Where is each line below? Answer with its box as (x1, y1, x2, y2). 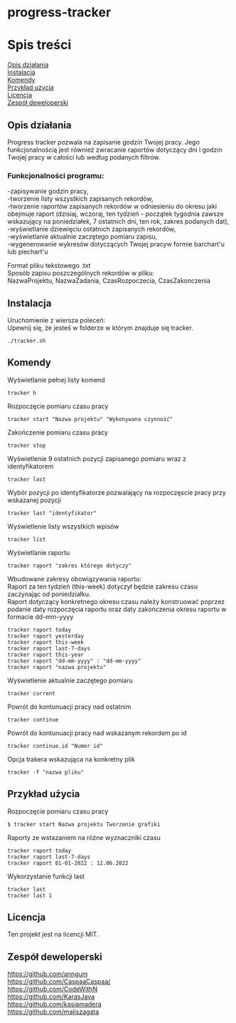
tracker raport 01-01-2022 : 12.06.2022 (7, 859, 129, 866)
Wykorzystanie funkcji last (7, 872, 85, 881)
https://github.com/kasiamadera (7, 1000, 102, 1009)
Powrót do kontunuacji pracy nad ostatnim (7, 702, 132, 711)
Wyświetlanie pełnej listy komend (7, 375, 105, 384)
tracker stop (7, 442, 46, 449)
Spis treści (7, 37, 72, 53)
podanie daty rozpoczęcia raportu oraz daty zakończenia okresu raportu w (7, 605, 227, 613)
